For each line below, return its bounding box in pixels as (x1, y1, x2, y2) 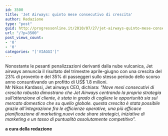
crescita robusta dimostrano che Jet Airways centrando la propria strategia (5, 89, 161, 95)
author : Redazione (5, 16, 43, 21)
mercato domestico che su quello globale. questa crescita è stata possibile (5, 100, 160, 106)
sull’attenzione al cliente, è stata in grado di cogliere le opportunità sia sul (5, 94, 158, 100)
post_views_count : (5, 35, 43, 40)
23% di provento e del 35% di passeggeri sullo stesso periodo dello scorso (5, 73, 160, 79)
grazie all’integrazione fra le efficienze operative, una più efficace (5, 105, 141, 111)
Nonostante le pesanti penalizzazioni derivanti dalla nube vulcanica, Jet (5, 63, 153, 69)
